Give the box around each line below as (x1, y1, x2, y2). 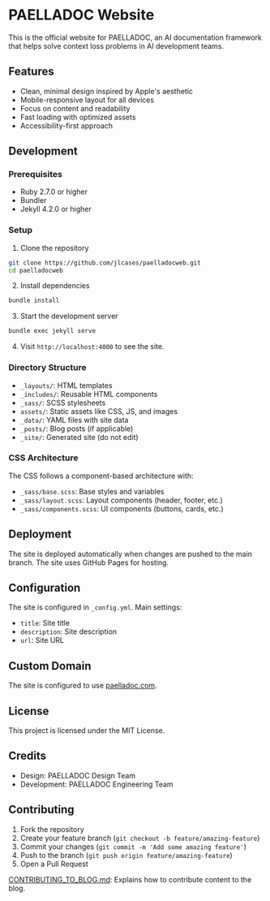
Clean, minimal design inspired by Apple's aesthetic (19, 86, 193, 96)
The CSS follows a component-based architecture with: (8, 471, 194, 481)
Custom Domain (8, 659, 92, 673)
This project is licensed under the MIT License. (8, 726, 165, 735)
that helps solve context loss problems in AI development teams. (8, 41, 225, 50)
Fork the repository (19, 824, 85, 834)
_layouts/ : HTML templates (19, 380, 113, 390)
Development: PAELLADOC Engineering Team (19, 779, 174, 789)
